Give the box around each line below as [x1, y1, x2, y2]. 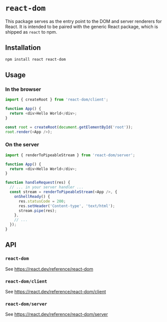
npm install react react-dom [5, 57, 66, 62]
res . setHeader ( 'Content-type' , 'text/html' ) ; [18, 203, 115, 208]
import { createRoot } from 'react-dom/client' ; [5, 97, 108, 102]
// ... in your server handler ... [9, 185, 84, 190]
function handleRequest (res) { [5, 180, 70, 185]
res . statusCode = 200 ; [18, 198, 66, 204]
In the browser [5, 85, 41, 92]
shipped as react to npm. [5, 29, 57, 35]
